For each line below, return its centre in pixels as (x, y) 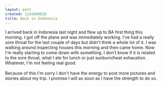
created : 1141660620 (26, 14)
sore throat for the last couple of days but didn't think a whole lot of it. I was (81, 43)
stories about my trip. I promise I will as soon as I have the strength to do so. (81, 78)
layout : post (18, 9)
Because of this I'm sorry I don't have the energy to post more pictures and (80, 73)
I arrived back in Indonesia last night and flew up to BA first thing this (74, 32)
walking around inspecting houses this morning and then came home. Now (80, 48)
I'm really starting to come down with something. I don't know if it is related (80, 53)
